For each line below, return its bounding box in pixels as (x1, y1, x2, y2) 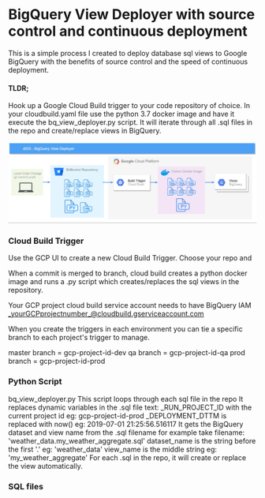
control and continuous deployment (8, 22, 248, 40)
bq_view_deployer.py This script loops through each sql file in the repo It (8, 394, 244, 403)
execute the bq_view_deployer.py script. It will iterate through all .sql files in (8, 118, 253, 127)
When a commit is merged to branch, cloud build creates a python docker (8, 268, 248, 278)
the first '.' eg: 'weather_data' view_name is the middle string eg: (8, 444, 218, 454)
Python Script (8, 376, 62, 388)
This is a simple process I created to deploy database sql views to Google (8, 48, 248, 58)
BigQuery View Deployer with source (8, 6, 256, 24)
